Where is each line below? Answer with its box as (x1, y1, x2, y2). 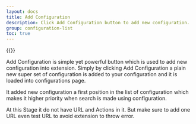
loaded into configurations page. (6, 77, 86, 84)
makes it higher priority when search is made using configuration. (6, 95, 167, 102)
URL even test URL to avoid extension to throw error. (6, 113, 135, 120)
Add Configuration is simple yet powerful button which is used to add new (6, 58, 188, 66)
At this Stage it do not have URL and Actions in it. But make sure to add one (6, 106, 191, 113)
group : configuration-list (6, 25, 73, 31)
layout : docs (6, 8, 39, 15)
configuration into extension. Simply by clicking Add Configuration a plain (6, 64, 186, 71)
